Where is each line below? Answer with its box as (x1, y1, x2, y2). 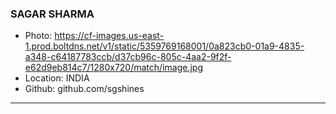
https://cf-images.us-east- (54, 30, 165, 42)
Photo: (24, 30, 53, 42)
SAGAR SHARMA (10, 7, 95, 21)
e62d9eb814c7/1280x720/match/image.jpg (24, 62, 203, 74)
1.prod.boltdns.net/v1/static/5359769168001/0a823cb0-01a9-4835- (24, 40, 305, 52)
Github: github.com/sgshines (24, 83, 145, 95)
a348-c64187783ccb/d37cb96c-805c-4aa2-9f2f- (24, 51, 232, 63)
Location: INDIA (24, 72, 90, 84)
